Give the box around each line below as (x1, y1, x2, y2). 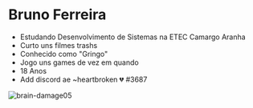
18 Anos (19, 66, 47, 75)
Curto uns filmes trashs (19, 40, 98, 50)
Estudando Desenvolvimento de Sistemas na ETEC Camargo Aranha (19, 32, 247, 42)
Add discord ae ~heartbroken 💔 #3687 (19, 74, 148, 84)
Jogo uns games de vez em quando (19, 58, 139, 67)
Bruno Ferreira (8, 6, 107, 24)
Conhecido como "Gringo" (19, 49, 108, 58)
